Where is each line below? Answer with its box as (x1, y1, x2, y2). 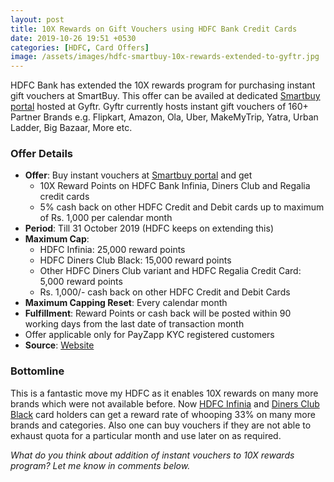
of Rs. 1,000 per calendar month (39, 212, 173, 224)
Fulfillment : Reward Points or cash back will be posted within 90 (24, 307, 292, 320)
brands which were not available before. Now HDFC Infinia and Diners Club (10, 397, 320, 410)
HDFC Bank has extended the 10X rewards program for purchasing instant (10, 79, 316, 91)
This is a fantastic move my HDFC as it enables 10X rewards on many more (10, 387, 319, 399)
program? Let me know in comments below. (10, 459, 191, 471)
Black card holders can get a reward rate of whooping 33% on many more (10, 408, 316, 420)
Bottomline (10, 364, 65, 378)
